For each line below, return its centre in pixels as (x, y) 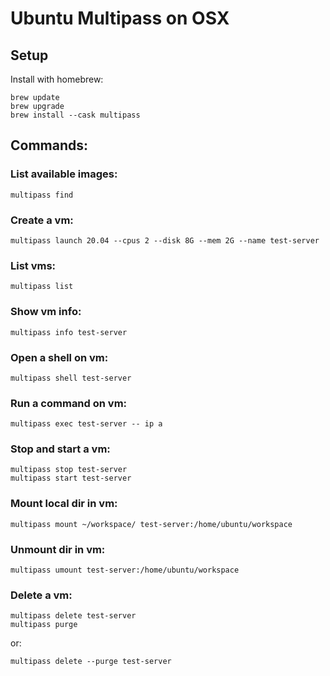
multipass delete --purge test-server (91, 662)
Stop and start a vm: (60, 449)
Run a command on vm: (69, 403)
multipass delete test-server (73, 616)
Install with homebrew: (57, 79)
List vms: (33, 265)
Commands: (49, 145)
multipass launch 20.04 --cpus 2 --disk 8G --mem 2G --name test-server (165, 240)
